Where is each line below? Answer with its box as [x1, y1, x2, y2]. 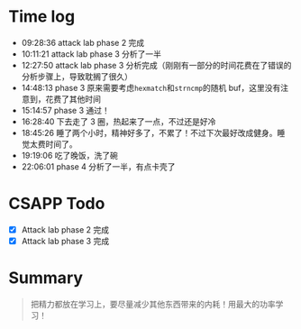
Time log [8, 6, 76, 27]
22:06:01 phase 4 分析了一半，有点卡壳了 [21, 160, 177, 172]
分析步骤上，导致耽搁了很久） [21, 70, 132, 82]
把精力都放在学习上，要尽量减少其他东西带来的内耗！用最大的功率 [30, 298, 276, 309]
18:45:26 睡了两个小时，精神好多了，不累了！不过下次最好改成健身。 [21, 127, 278, 138]
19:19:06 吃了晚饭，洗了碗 [21, 150, 119, 160]
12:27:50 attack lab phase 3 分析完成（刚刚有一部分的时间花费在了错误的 [21, 59, 292, 70]
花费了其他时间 [45, 93, 101, 105]
